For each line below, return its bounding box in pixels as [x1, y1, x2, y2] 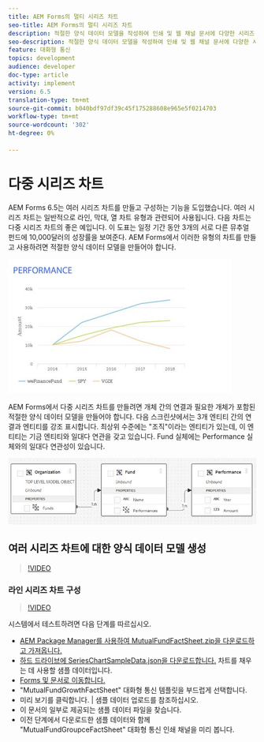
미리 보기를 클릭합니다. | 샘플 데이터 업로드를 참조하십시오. [19, 695, 199, 704]
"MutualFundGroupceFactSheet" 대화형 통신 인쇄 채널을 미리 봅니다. [19, 725, 235, 734]
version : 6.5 [8, 88, 51, 96]
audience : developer [8, 63, 76, 71]
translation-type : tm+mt [8, 96, 90, 104]
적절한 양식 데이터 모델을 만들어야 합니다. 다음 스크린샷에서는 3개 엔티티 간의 [8, 411, 244, 422]
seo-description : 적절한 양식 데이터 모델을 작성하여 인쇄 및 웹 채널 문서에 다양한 [8, 38, 250, 46]
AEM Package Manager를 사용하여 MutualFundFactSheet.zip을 [19, 635, 221, 645]
